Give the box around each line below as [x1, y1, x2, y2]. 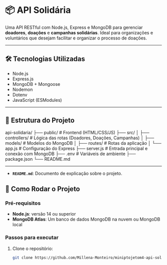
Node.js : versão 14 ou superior [12, 211, 76, 217]
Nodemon [12, 86, 33, 92]
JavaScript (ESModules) [12, 97, 62, 103]
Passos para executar [5, 234, 59, 241]
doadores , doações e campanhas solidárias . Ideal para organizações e [5, 29, 153, 35]
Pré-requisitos [5, 200, 41, 207]
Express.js [12, 76, 34, 82]
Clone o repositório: [12, 246, 53, 252]
